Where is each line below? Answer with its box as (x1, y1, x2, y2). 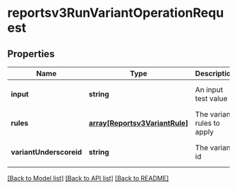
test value (195, 93, 228, 103)
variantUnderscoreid (11, 148, 83, 157)
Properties (7, 48, 55, 60)
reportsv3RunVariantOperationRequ (7, 5, 224, 21)
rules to (195, 118, 221, 128)
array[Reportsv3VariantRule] (88, 118, 189, 128)
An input (195, 85, 224, 94)
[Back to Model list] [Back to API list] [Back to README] (7, 174, 169, 182)
